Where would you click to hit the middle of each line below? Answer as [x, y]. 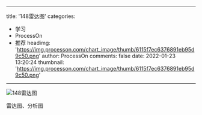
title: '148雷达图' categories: [41, 16]
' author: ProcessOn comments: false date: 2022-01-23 [107, 56]
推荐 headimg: [33, 43]
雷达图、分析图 [25, 106]
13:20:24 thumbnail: [39, 62]
